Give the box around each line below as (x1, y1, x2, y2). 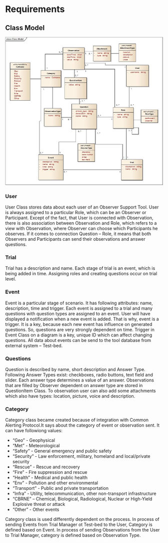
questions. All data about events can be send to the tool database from (5, 337, 151, 343)
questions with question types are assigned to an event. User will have (5, 310, 151, 316)
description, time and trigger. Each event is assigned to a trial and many (5, 305, 153, 311)
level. (5, 276, 16, 282)
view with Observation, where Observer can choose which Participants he (5, 226, 158, 232)
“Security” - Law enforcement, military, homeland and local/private (12, 453, 150, 459)
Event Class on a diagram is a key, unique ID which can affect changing (5, 332, 152, 338)
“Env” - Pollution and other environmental (12, 480, 98, 486)
